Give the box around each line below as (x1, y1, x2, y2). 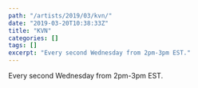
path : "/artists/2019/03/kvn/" (8, 11, 113, 20)
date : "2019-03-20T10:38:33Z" (8, 19, 109, 27)
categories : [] (8, 34, 59, 42)
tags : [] (8, 42, 38, 50)
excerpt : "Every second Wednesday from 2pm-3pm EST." (8, 49, 192, 57)
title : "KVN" (8, 26, 52, 34)
